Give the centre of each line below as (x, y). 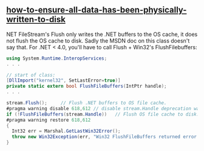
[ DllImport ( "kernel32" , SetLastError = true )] (63, 81)
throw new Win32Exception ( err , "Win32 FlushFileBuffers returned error (104, 137)
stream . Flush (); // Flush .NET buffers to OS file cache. (87, 103)
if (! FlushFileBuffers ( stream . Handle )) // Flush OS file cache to (95, 114)
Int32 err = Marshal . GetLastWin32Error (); (66, 131)
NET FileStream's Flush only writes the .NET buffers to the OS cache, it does (102, 34)
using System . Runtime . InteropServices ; (57, 58)
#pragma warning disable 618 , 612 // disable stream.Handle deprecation (99, 108)
